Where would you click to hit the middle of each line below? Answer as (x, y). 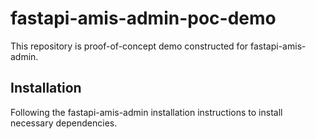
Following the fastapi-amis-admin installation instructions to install (146, 112)
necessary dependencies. (64, 123)
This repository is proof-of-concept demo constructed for (129, 46)
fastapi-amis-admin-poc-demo (143, 18)
